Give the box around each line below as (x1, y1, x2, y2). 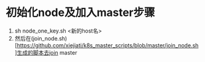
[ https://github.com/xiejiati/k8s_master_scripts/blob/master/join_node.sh (14, 41, 199, 49)
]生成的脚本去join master (14, 48, 77, 56)
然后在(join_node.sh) (14, 34, 68, 42)
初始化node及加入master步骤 (6, 6, 155, 20)
